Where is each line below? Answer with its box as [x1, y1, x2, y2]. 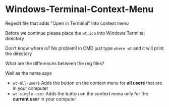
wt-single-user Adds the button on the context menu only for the [12, 90, 148, 96]
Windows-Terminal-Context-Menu [5, 4, 154, 15]
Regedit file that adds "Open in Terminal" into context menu [5, 20, 129, 26]
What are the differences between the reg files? [5, 60, 104, 66]
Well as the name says [5, 70, 52, 76]
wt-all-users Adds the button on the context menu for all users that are [12, 80, 162, 86]
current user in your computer [12, 96, 77, 102]
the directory [5, 50, 32, 57]
